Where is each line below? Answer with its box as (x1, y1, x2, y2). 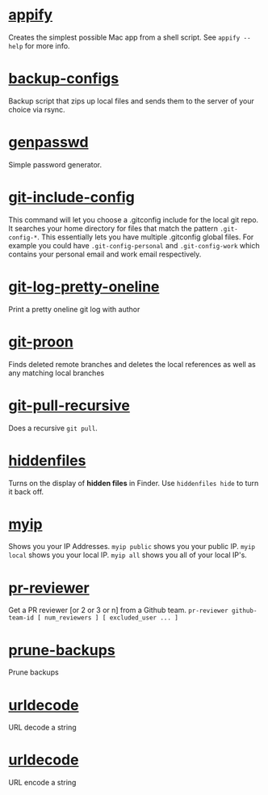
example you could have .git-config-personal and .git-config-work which (8, 240, 260, 250)
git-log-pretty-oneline (8, 277, 160, 296)
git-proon (8, 332, 74, 351)
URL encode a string (8, 778, 77, 788)
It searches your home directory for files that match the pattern (8, 223, 218, 233)
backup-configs (8, 70, 119, 88)
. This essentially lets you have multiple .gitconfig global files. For (37, 232, 254, 242)
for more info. (24, 40, 70, 50)
